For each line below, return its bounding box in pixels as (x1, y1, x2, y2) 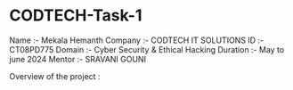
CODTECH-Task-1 (9, 5, 142, 26)
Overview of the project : (9, 70, 101, 81)
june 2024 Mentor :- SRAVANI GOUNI (9, 53, 147, 64)
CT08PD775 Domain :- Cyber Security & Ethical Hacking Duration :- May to (9, 44, 285, 54)
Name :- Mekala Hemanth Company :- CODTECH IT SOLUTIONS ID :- (9, 35, 265, 45)
